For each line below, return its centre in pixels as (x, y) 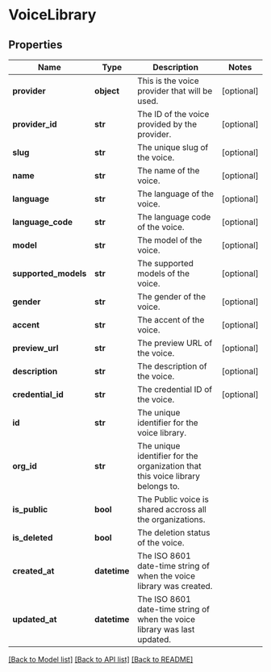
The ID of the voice (173, 114)
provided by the (167, 124)
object (106, 91)
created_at (33, 571)
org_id (25, 466)
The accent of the (171, 320)
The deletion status (173, 532)
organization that (169, 466)
